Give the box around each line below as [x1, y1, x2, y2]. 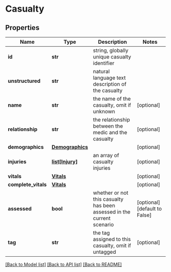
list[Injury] [51, 158, 78, 165]
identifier [93, 59, 115, 67]
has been [93, 202, 116, 209]
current [93, 215, 111, 222]
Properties [5, 23, 40, 32]
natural [93, 68, 110, 75]
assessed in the [93, 208, 131, 215]
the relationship [93, 116, 130, 123]
